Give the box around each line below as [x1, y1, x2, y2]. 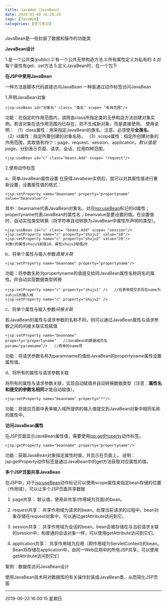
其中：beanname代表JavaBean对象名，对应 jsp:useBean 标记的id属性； [5, 205, 150, 211]
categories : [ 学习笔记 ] [5, 21, 51, 26]
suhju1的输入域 [5, 293, 34, 298]
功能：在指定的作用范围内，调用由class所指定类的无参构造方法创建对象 [5, 115, 151, 121]
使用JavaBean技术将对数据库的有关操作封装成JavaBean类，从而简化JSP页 [5, 574, 158, 580]
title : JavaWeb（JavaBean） [5, 7, 62, 12]
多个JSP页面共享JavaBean [5, 469, 61, 475]
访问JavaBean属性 [5, 423, 44, 429]
